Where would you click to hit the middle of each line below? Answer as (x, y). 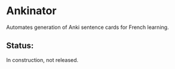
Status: (20, 46)
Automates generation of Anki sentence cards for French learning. (87, 27)
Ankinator (31, 11)
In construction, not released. (42, 60)
